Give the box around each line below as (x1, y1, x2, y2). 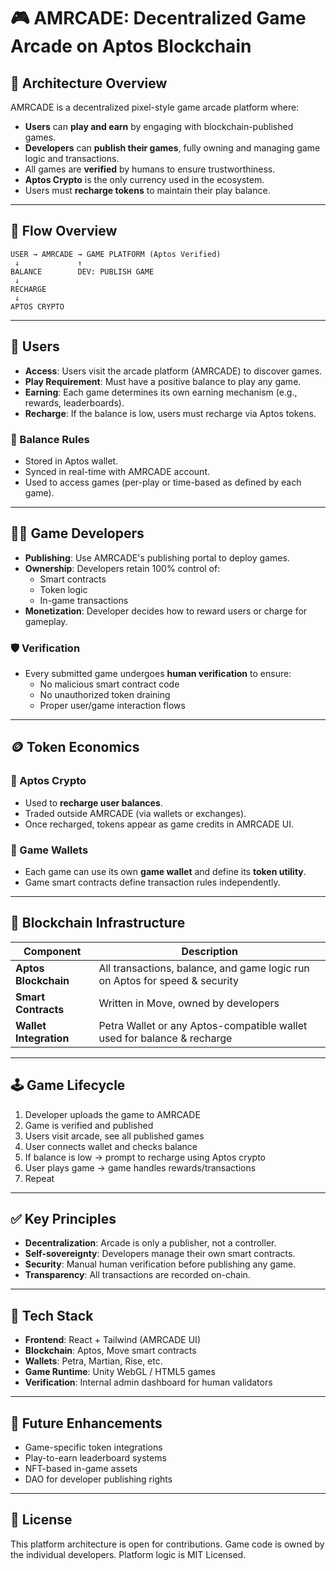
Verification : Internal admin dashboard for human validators (24, 1376, 273, 1389)
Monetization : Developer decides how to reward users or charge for (24, 605, 308, 617)
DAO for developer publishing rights (24, 1473, 173, 1485)
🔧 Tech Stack (10, 1307, 94, 1324)
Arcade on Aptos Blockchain (10, 35, 252, 58)
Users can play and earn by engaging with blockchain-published (24, 121, 294, 132)
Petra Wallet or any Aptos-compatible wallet (98, 1018, 308, 1032)
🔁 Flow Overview (10, 223, 118, 240)
